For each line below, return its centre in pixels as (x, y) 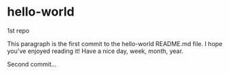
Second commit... (32, 64)
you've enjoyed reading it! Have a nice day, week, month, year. (95, 51)
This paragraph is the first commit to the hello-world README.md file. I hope (115, 43)
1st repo (18, 31)
